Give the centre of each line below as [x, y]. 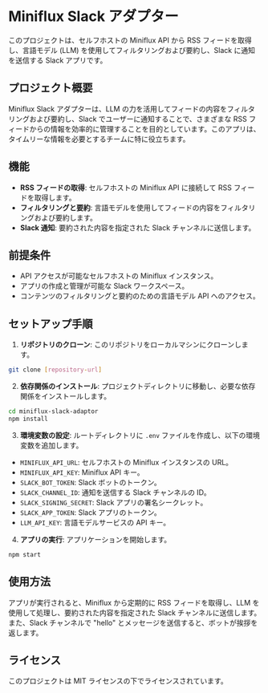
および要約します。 [66, 217]
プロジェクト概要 [51, 88]
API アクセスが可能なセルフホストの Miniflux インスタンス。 [119, 276]
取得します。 [55, 197]
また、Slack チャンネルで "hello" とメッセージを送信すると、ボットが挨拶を [133, 622]
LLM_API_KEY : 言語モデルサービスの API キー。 [95, 522]
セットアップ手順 [51, 324]
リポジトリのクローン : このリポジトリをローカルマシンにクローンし [131, 345]
